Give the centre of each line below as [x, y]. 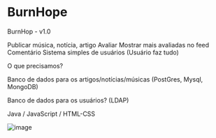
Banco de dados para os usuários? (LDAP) [68, 100]
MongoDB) [23, 86]
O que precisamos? [35, 66]
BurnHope [37, 12]
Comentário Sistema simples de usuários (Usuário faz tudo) [93, 52]
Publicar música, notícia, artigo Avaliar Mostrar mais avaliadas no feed [108, 45]
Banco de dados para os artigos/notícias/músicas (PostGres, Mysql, [105, 79]
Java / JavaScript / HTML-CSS [51, 114]
